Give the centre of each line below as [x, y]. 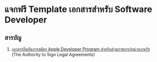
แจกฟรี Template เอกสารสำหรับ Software [78, 9]
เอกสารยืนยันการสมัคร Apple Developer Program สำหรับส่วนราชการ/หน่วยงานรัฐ [81, 49]
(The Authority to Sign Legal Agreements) [53, 55]
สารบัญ [13, 37]
